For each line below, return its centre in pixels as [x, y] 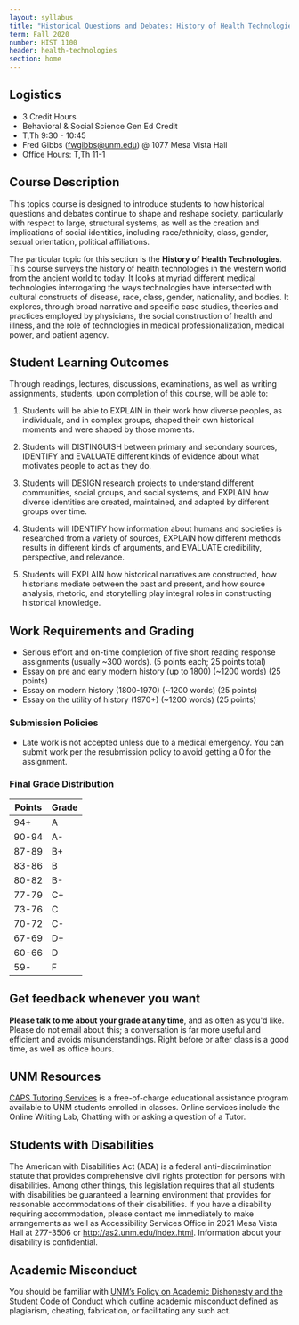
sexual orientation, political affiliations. [79, 241]
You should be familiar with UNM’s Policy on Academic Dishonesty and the [146, 1292]
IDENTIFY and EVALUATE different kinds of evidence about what [141, 456]
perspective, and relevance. [73, 557]
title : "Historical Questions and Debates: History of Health [127, 26]
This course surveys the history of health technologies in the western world [148, 268]
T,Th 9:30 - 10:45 [54, 135]
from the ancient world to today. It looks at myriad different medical [133, 278]
